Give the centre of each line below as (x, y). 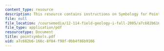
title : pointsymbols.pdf (30, 37)
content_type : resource (29, 9)
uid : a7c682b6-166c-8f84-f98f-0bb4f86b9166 (50, 41)
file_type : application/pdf (34, 28)
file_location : (20, 23)
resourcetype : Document (29, 32)
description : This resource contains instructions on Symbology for (76, 14)
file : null (16, 18)
